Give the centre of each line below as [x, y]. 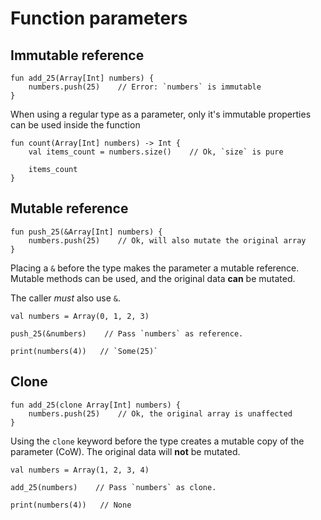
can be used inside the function [75, 125]
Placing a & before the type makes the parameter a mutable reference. [155, 268]
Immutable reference [77, 55]
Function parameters [99, 18]
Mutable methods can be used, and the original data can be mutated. [153, 278]
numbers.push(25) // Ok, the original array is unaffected [160, 413]
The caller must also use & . [65, 298]
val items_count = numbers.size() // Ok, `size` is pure [156, 152]
